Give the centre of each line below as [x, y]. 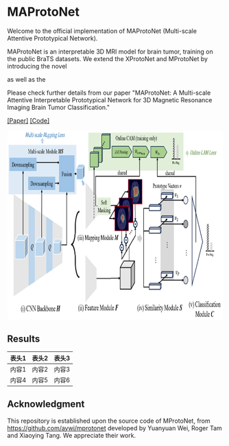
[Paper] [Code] [28, 120]
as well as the [26, 79]
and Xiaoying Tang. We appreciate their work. [71, 435]
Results [24, 339]
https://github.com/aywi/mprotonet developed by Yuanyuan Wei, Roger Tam [115, 428]
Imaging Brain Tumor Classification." [58, 107]
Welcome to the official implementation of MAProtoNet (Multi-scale [102, 31]
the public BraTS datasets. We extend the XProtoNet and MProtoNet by [107, 58]
